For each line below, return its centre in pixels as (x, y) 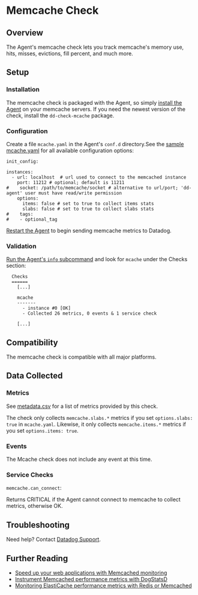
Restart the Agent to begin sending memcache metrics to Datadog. (89, 230)
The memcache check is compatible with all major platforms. (82, 357)
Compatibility (32, 343)
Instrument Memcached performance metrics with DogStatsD (91, 579)
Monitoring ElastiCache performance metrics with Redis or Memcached (103, 585)
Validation (22, 246)
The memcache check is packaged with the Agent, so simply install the (94, 102)
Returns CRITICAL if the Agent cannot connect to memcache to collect (94, 499)
